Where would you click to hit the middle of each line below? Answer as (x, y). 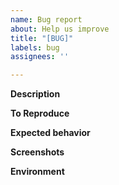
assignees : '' (40, 57)
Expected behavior (50, 133)
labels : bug (35, 47)
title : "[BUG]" (42, 38)
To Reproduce (40, 113)
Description (35, 94)
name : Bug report (46, 19)
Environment (37, 172)
